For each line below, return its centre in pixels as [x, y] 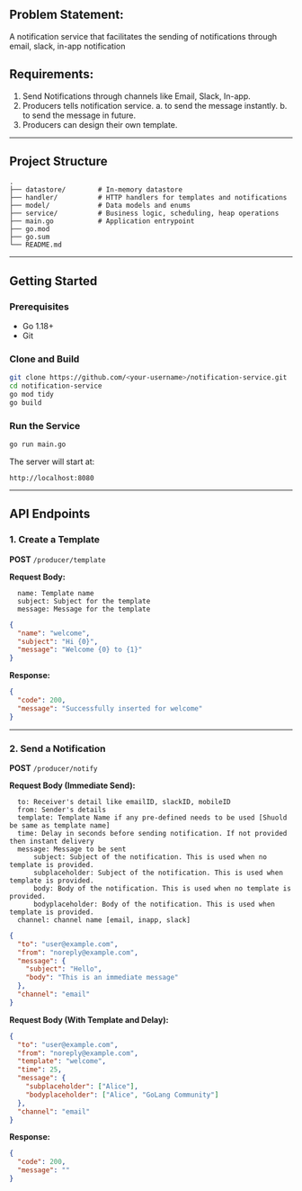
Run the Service [45, 425]
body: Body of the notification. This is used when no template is [162, 888]
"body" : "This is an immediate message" [102, 978]
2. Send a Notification [58, 748]
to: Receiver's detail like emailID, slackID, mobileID [124, 801]
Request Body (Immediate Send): [72, 785]
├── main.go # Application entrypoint [102, 221]
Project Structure [58, 161]
